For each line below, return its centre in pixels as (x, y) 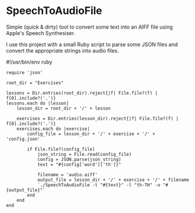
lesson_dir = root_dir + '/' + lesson (64, 108)
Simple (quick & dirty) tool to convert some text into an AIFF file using (90, 27)
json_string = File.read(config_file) (84, 154)
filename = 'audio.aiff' (67, 174)
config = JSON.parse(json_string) (79, 159)
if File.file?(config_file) (61, 149)
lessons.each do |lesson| (37, 103)
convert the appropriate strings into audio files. (62, 50)
